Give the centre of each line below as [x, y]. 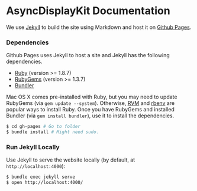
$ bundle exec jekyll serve [41, 177]
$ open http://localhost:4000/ [45, 183]
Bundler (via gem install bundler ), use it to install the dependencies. [90, 116]
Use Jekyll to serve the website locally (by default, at [71, 160]
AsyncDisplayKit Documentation [88, 11]
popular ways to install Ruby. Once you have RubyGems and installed [90, 110]
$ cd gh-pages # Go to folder [43, 127]
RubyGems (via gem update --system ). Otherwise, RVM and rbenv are [91, 103]
